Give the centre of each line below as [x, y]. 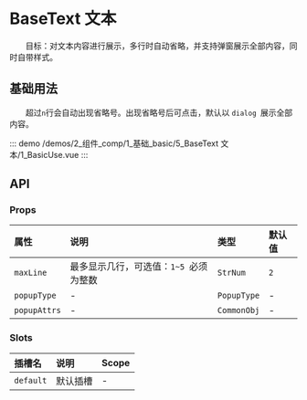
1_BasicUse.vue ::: [54, 154]
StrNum [232, 273]
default [31, 380]
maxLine [31, 273]
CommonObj [239, 311]
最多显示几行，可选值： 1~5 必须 [139, 267]
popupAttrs [37, 311]
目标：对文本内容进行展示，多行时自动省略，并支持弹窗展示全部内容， [158, 46]
